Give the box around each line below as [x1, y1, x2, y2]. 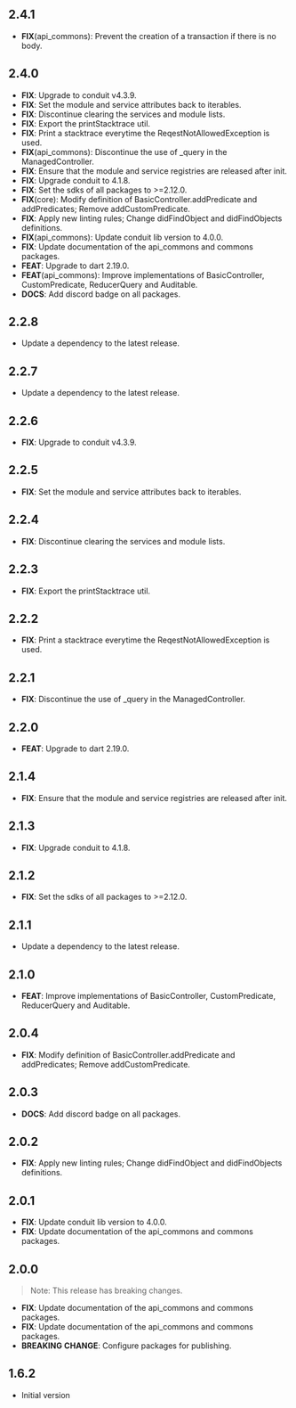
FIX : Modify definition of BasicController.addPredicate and [20, 1049, 236, 1060]
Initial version [20, 1389, 70, 1400]
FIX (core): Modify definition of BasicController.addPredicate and [20, 193, 258, 204]
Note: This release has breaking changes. [29, 1285, 183, 1296]
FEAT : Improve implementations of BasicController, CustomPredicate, [20, 991, 276, 1001]
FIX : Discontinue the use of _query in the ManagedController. [20, 694, 246, 705]
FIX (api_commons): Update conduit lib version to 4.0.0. [20, 232, 224, 242]
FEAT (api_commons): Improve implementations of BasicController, [20, 269, 265, 280]
